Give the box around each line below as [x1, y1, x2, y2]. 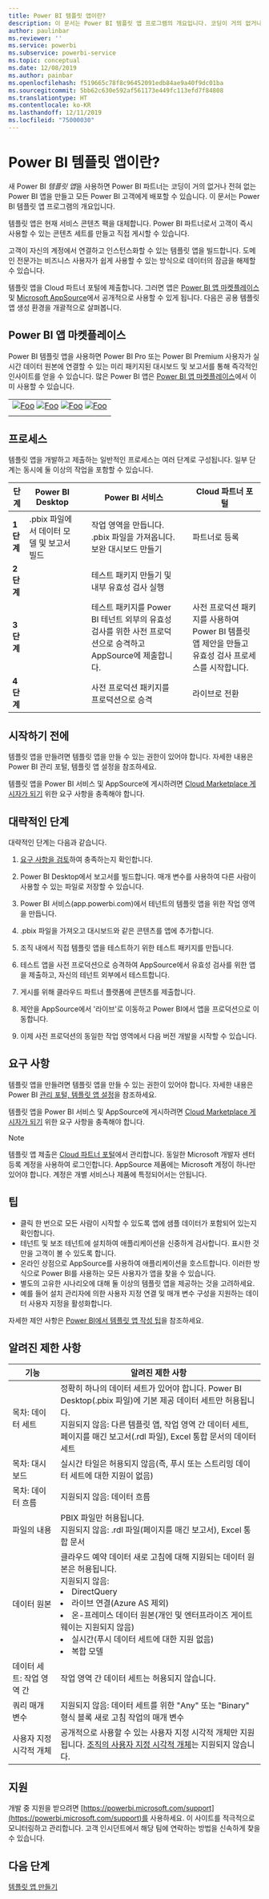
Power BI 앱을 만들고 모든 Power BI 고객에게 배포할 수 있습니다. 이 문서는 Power [8, 191, 260, 201]
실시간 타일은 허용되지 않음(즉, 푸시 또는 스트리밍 [60, 1458, 234, 1469]
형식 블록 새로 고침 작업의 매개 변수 [60, 1711, 184, 1722]
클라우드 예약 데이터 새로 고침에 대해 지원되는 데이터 [60, 1551, 246, 1562]
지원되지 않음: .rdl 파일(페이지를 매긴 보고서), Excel [60, 1524, 242, 1535]
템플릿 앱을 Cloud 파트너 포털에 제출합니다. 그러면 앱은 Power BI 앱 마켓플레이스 [8, 283, 260, 292]
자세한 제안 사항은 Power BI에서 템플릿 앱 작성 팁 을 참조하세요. [8, 1315, 204, 1325]
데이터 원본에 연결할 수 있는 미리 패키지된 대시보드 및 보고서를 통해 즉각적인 [22, 361, 259, 371]
